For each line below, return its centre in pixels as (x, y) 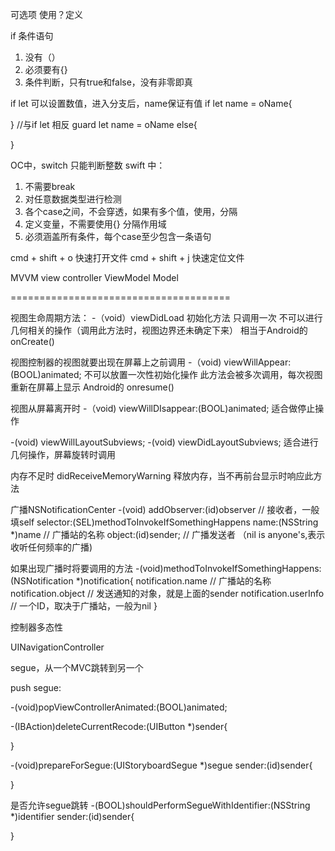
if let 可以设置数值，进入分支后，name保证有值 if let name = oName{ (151, 103)
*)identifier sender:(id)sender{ (72, 816)
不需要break (50, 186)
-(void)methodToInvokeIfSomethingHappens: (228, 568)
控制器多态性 (36, 627)
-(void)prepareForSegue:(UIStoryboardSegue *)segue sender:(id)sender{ (161, 765)
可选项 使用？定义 (46, 14)
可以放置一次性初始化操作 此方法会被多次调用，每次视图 (207, 374)
